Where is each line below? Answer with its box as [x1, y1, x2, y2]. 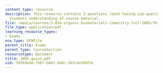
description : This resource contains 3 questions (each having [5, 12, 136, 16]
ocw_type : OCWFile [5, 38, 42, 43]
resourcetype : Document [5, 51, 53, 57]
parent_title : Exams [5, 43, 47, 48]
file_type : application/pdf [5, 25, 62, 30]
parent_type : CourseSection [5, 47, 62, 52]
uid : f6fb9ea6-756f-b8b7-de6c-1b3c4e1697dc [5, 61, 95, 65]
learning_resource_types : [5, 29, 57, 34]
